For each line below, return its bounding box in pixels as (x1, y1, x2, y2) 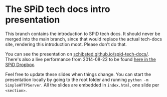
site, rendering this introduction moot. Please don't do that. (5, 41, 127, 47)
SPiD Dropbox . (5, 61, 36, 67)
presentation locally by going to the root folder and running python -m (5, 76, 149, 82)
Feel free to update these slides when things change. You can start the (5, 71, 151, 77)
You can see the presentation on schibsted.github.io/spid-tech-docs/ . (5, 51, 149, 57)
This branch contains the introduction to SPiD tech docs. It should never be (5, 30, 160, 36)
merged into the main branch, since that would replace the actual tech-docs (5, 36, 162, 42)
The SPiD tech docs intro (5, 3, 110, 15)
